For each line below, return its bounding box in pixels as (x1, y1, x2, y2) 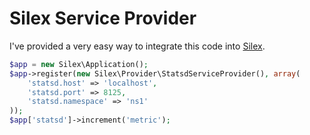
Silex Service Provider (9, 7, 197, 30)
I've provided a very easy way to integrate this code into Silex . (9, 40, 266, 52)
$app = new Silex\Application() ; (9, 59, 149, 69)
